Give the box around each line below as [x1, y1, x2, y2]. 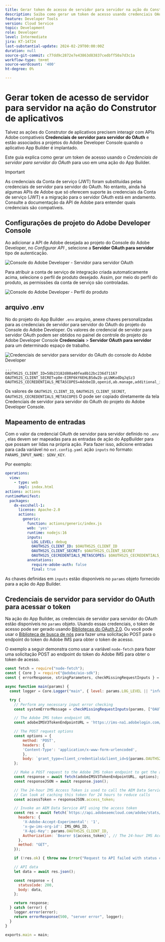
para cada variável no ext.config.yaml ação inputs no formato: [5, 446, 134, 452]
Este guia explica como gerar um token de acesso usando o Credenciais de [5, 154, 158, 160]
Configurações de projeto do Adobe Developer [5, 219, 151, 227]
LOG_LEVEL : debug [31, 539, 67, 544]
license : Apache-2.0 [18, 507, 60, 512]
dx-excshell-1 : [14, 503, 45, 508]
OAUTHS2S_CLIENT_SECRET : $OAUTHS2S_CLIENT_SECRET [31, 549, 135, 554]
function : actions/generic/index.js [27, 521, 102, 526]
